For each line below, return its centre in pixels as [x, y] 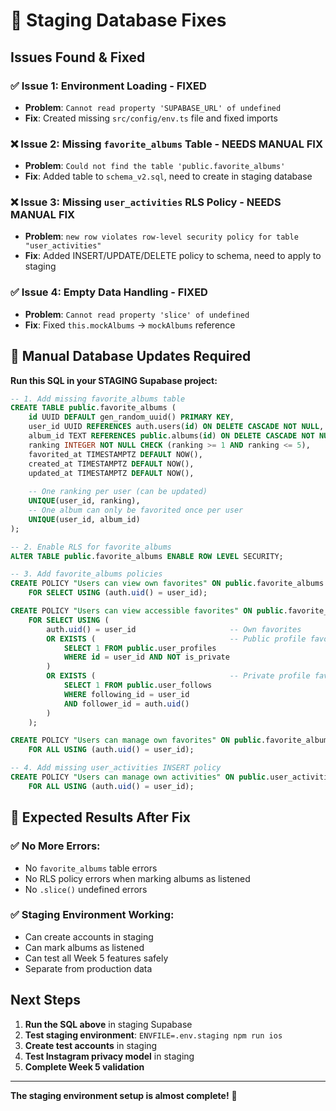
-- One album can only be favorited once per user [136, 510]
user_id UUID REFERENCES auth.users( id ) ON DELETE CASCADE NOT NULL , [176, 427]
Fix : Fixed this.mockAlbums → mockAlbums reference [130, 325]
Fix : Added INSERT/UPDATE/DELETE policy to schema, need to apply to [173, 256]
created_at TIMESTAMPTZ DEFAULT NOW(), [111, 464]
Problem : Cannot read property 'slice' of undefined [137, 314]
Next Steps [45, 1000]
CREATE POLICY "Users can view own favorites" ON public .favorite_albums [167, 584]
